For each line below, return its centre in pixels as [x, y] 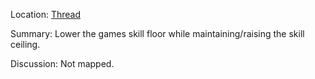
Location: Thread [46, 14]
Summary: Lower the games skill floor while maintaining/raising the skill [157, 33]
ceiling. [25, 44]
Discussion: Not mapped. [62, 63]
